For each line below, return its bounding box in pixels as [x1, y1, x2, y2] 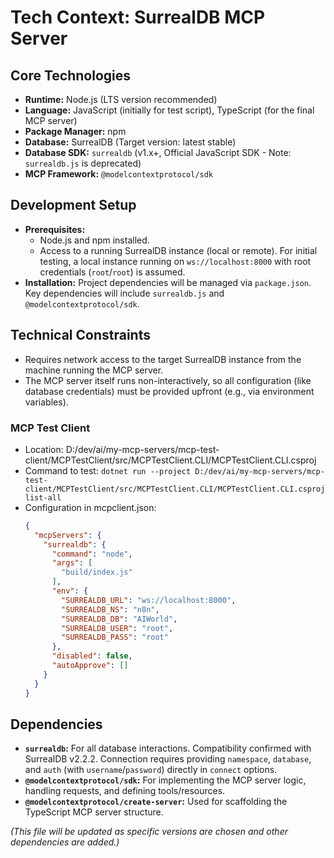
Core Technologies [10, 67, 132, 84]
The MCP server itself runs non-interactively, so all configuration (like [24, 374, 312, 386]
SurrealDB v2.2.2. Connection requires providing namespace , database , [24, 753, 312, 765]
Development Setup [10, 197, 137, 214]
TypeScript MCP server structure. [24, 806, 164, 818]
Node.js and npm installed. [39, 234, 150, 246]
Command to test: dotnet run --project [24, 464, 192, 476]
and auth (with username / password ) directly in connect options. [24, 764, 278, 776]
